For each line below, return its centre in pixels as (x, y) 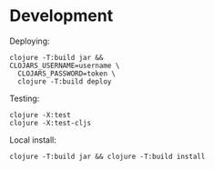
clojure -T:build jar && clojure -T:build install (107, 156)
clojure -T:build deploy (65, 81)
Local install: (33, 140)
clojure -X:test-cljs (51, 123)
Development (61, 16)
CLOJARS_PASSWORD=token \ (67, 74)
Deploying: (30, 41)
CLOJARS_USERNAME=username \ (65, 65)
